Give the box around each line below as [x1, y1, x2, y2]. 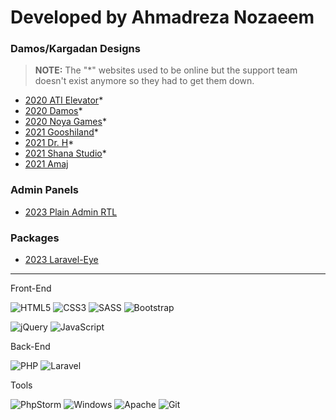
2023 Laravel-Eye [24, 254, 99, 266]
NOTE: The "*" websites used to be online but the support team [34, 64, 298, 76]
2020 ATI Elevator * [24, 94, 104, 106]
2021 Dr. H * [24, 137, 75, 149]
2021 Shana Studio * [24, 147, 107, 160]
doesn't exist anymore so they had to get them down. [34, 75, 255, 87]
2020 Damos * [24, 105, 83, 117]
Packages [10, 231, 60, 245]
